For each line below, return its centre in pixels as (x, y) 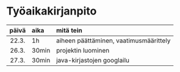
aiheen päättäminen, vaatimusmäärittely (113, 41)
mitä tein (69, 30)
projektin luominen (83, 50)
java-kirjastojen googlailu (93, 60)
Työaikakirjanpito (52, 11)
